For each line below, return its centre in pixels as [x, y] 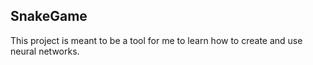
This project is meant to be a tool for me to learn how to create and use [156, 40]
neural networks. [45, 51]
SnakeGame [49, 16]
